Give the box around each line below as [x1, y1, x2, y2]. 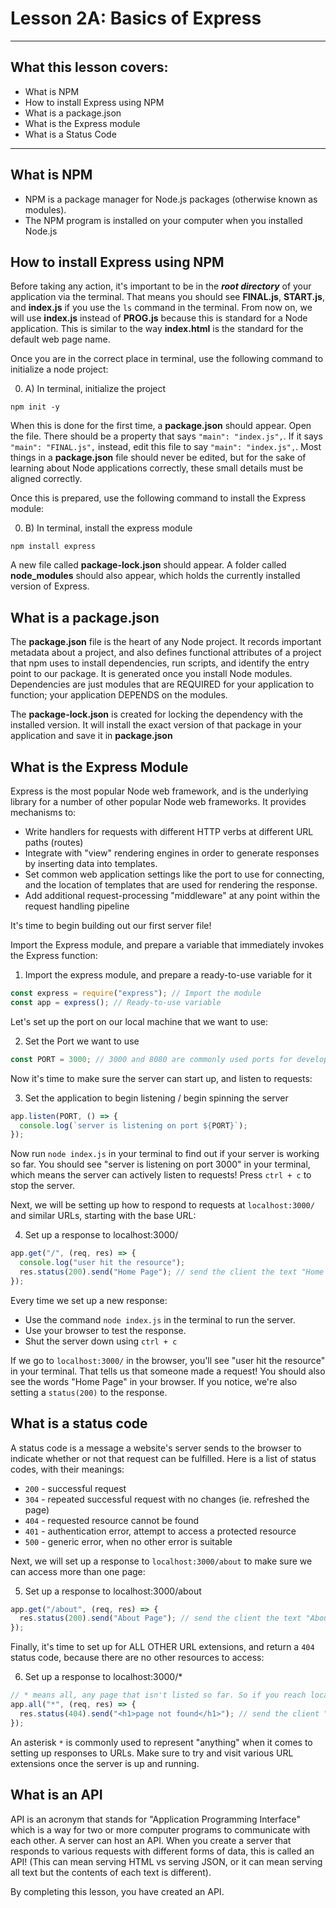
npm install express [10, 542, 97, 552]
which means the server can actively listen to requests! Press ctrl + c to [10, 1169, 312, 1181]
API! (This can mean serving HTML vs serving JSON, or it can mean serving [10, 1855, 323, 1867]
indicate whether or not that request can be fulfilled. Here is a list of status [10, 1452, 317, 1464]
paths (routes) [24, 837, 84, 848]
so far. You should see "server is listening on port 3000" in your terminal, [10, 1158, 311, 1171]
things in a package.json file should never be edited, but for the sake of [10, 452, 307, 464]
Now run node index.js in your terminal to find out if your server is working [10, 1148, 320, 1160]
